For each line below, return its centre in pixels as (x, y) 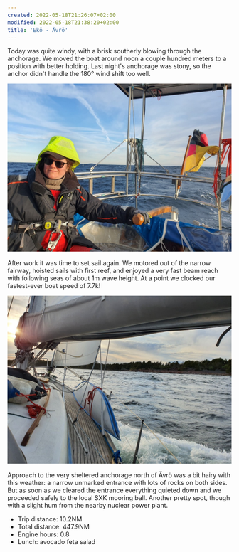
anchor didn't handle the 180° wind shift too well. (79, 74)
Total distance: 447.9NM (54, 527)
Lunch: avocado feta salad (57, 542)
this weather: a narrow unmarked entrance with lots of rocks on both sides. (117, 483)
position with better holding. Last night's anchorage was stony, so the (109, 66)
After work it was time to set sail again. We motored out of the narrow (109, 263)
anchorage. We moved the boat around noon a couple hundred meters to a (117, 59)
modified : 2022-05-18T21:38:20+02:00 (63, 22)
